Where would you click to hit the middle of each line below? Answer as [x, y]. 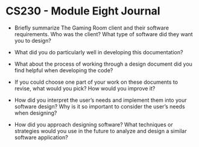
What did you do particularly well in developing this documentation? [99, 52]
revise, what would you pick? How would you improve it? [85, 88]
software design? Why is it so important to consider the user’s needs [99, 106]
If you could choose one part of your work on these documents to [96, 82]
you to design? [33, 40]
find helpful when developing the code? [64, 70]
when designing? [36, 113]
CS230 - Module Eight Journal [83, 11]
